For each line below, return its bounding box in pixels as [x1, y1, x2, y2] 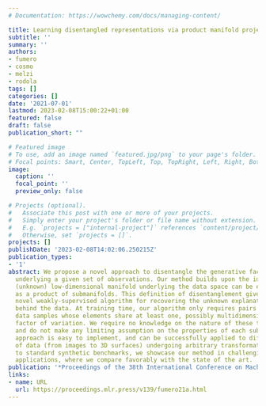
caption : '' [15, 173, 55, 180]
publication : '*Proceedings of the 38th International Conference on [8, 363, 243, 372]
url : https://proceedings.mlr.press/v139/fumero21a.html [15, 385, 207, 393]
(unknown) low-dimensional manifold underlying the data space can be [15, 283, 253, 290]
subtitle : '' [8, 33, 51, 41]
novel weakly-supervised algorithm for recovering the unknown [15, 298, 228, 305]
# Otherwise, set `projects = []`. [8, 231, 133, 239]
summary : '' [8, 40, 47, 48]
